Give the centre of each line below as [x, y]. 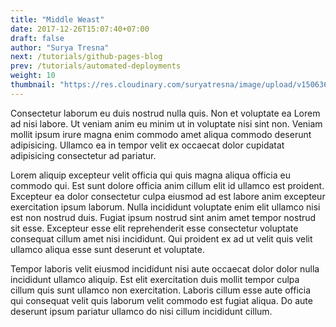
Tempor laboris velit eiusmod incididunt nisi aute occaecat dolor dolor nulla [165, 268]
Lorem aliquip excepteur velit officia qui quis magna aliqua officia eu [150, 175]
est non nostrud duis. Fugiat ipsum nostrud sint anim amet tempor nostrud [163, 217]
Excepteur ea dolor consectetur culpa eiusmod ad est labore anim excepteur [168, 196]
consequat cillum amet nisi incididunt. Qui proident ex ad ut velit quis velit [161, 238]
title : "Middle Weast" [57, 19]
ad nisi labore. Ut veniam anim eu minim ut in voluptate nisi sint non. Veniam [166, 123]
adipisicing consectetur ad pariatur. [83, 155]
